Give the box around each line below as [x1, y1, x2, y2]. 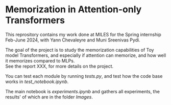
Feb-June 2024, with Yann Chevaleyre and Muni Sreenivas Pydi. [5, 37, 140, 43]
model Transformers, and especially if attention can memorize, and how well [5, 52, 166, 58]
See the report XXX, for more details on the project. [5, 63, 114, 69]
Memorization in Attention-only [5, 4, 142, 15]
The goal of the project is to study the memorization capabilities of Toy [5, 47, 154, 53]
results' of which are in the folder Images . [5, 94, 93, 100]
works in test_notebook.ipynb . [5, 78, 69, 85]
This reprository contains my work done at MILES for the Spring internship [5, 31, 162, 37]
